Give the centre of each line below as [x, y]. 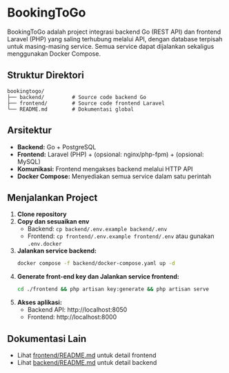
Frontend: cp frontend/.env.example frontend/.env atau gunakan [121, 236]
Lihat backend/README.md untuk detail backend [87, 362]
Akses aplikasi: [39, 302]
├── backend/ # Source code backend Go [77, 97]
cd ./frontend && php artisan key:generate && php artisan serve [113, 289]
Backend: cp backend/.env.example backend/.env [97, 229]
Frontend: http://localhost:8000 [72, 317]
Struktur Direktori [46, 75]
